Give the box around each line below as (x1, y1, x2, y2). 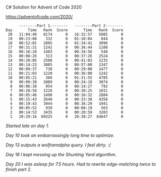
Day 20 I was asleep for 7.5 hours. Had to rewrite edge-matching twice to (5, 161, 156, 167)
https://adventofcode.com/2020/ (5, 14, 73, 19)
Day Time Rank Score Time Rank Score (5, 28, 123, 33)
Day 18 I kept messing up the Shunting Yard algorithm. (5, 152, 117, 157)
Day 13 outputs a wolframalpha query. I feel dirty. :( (5, 142, 111, 148)
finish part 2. (5, 167, 32, 172)
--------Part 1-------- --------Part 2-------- (18, 23, 123, 28)
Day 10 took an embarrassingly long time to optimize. (5, 133, 115, 138)
